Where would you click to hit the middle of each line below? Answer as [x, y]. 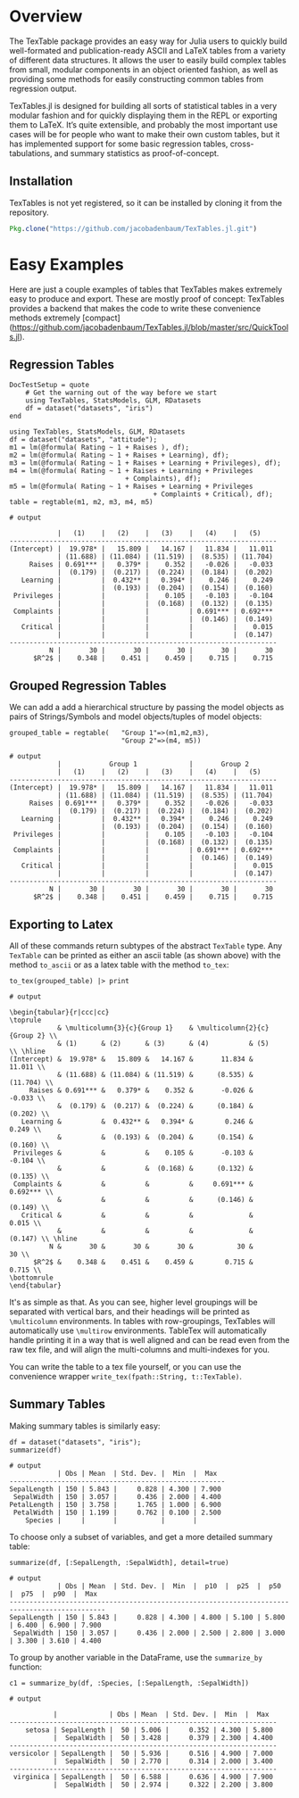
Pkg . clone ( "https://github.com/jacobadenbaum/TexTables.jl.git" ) [133, 228]
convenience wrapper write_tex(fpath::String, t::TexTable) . [126, 1376]
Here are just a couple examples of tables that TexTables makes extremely [146, 289]
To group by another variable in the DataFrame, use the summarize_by [136, 1657]
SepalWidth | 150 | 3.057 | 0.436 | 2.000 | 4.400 [117, 1496]
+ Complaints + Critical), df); [213, 494]
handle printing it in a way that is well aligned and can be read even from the [149, 1340]
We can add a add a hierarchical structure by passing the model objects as [147, 708]
